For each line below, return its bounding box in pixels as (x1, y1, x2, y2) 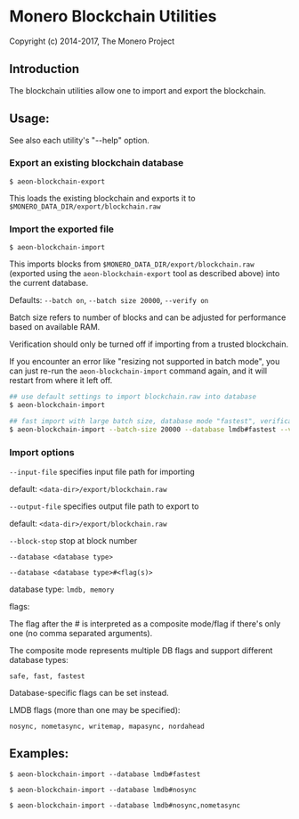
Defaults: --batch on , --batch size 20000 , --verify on (9, 295, 209, 306)
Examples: (9, 746, 69, 761)
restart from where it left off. (9, 375, 113, 386)
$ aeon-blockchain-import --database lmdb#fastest (9, 769, 201, 779)
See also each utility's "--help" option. (9, 135, 149, 145)
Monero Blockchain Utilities (9, 6, 217, 27)
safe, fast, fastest (9, 671, 86, 681)
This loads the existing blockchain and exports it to (9, 192, 196, 203)
